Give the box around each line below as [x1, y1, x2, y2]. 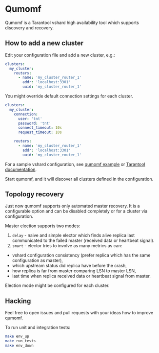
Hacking [5, 297, 31, 305]
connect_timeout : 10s [18, 125, 62, 130]
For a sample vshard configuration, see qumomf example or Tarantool [5, 161, 145, 167]
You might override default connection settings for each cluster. [5, 93, 133, 99]
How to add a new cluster [5, 39, 84, 47]
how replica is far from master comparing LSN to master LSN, [12, 268, 136, 274]
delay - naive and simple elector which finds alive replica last [12, 233, 135, 238]
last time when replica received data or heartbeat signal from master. [12, 273, 151, 279]
